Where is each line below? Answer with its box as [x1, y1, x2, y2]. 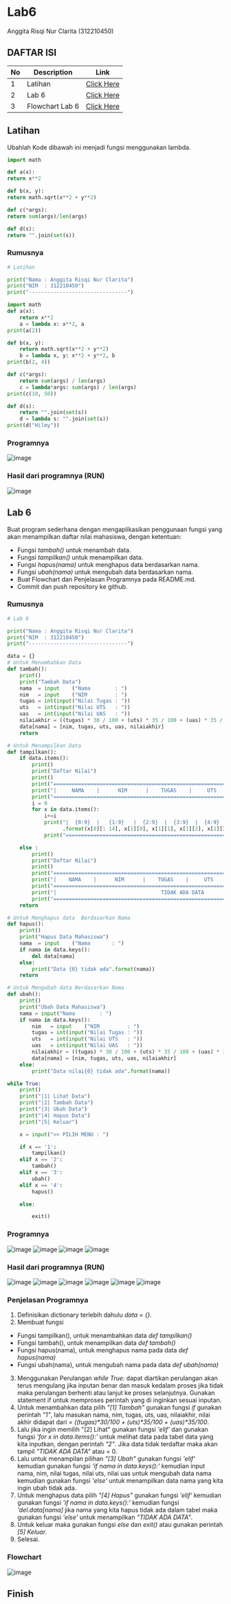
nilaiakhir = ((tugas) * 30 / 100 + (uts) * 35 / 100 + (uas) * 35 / [19, 717, 223, 724]
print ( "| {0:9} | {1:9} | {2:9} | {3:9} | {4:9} [43, 819, 220, 826]
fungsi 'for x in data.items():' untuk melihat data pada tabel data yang [16, 1432, 214, 1441]
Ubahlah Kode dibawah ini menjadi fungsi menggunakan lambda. [7, 143, 191, 152]
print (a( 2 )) [7, 327, 41, 334]
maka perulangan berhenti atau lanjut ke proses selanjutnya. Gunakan [16, 1389, 215, 1397]
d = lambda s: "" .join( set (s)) [19, 415, 109, 422]
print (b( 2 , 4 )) [7, 359, 51, 366]
